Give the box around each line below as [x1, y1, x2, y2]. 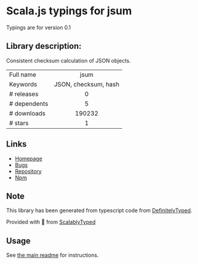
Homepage [14, 155, 43, 162]
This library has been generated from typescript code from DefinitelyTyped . [6, 207, 193, 214]
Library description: [6, 41, 82, 51]
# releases [9, 89, 39, 98]
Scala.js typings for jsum [6, 4, 132, 18]
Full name [9, 70, 37, 79]
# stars [9, 119, 29, 127]
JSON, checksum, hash [54, 80, 120, 88]
